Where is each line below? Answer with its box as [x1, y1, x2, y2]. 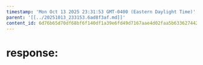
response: [6, 46, 59, 60]
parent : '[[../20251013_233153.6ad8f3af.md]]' [6, 14, 126, 20]
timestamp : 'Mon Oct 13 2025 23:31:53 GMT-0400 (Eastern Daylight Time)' [6, 8, 196, 15]
